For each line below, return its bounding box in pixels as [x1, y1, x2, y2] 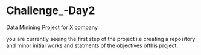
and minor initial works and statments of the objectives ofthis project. [6, 42, 178, 49]
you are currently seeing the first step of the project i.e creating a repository [6, 35, 196, 42]
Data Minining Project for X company [6, 24, 98, 31]
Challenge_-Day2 [6, 4, 95, 18]
